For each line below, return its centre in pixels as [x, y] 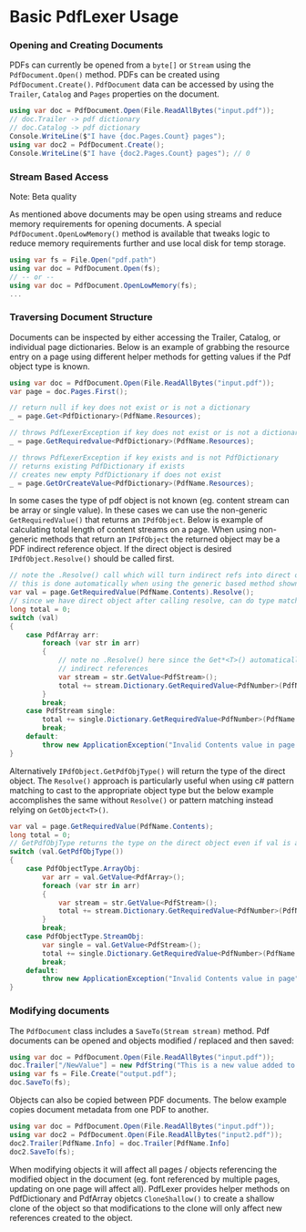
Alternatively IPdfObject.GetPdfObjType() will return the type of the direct [148, 771]
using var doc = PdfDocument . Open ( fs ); [85, 268]
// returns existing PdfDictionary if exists [97, 466]
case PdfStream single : [71, 711]
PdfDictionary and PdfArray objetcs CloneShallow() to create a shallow [142, 1198]
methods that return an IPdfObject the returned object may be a [160, 539]
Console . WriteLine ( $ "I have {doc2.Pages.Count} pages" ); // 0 [130, 153]
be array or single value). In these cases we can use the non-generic [138, 510]
